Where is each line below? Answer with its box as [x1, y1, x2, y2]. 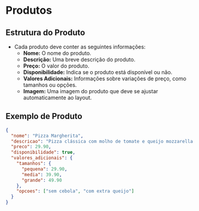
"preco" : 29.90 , [11, 144, 51, 150]
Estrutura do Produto [5, 27, 85, 38]
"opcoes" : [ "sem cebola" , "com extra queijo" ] [16, 188, 134, 194]
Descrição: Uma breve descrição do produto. [23, 56, 136, 63]
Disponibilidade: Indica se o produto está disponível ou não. [23, 69, 173, 75]
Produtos [5, 4, 52, 17]
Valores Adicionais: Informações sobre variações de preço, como [23, 75, 186, 82]
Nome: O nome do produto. [23, 50, 91, 57]
